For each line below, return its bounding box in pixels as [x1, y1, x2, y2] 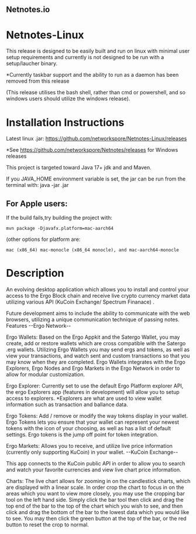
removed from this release [6, 77, 70, 84]
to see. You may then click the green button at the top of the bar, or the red [6, 515, 187, 522]
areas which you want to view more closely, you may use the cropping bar [6, 490, 185, 497]
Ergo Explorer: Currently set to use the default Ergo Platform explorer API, [6, 382, 184, 389]
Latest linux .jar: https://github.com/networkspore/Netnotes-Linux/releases [6, 135, 187, 142]
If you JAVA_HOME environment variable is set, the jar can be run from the [6, 175, 186, 182]
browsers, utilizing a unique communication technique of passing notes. [6, 316, 180, 323]
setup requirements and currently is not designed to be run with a [6, 54, 164, 61]
